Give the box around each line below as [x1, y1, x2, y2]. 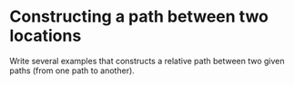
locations [9, 25, 82, 46]
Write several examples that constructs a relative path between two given [9, 55, 285, 66]
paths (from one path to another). [9, 65, 135, 76]
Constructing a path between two [9, 6, 269, 27]
